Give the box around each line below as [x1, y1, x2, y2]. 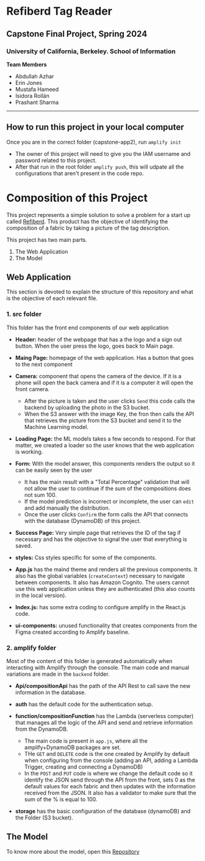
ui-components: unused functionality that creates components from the [15, 621, 197, 629]
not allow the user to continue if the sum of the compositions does [24, 485, 191, 492]
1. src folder [6, 310, 42, 318]
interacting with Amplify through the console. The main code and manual [6, 664, 190, 672]
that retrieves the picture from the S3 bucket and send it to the [24, 417, 182, 424]
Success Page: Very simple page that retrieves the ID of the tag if [15, 529, 181, 536]
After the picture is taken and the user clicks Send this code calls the [24, 397, 195, 405]
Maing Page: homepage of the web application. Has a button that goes [15, 354, 194, 361]
